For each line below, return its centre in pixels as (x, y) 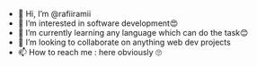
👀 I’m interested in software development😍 (97, 23)
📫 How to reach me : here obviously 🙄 (90, 52)
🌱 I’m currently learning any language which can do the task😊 (133, 33)
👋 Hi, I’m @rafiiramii (54, 14)
